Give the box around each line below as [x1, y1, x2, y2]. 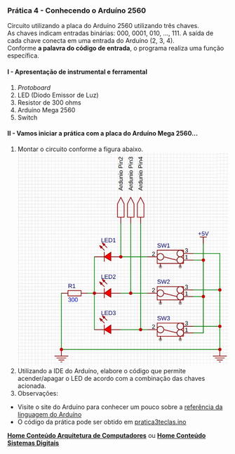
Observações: [17, 389, 58, 397]
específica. [7, 51, 40, 60]
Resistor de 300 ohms [17, 98, 82, 107]
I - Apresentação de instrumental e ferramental [7, 67, 148, 76]
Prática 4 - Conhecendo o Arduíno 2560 [7, 6, 147, 15]
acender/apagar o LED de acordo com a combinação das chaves [17, 374, 206, 382]
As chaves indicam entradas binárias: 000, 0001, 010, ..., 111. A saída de [7, 29, 214, 37]
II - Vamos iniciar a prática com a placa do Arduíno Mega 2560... [7, 129, 199, 138]
